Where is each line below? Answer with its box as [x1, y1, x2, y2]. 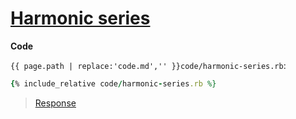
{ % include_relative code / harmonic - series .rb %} [10, 78, 217, 89]
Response [34, 97, 77, 109]
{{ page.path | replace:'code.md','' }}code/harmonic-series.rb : [10, 59, 287, 71]
